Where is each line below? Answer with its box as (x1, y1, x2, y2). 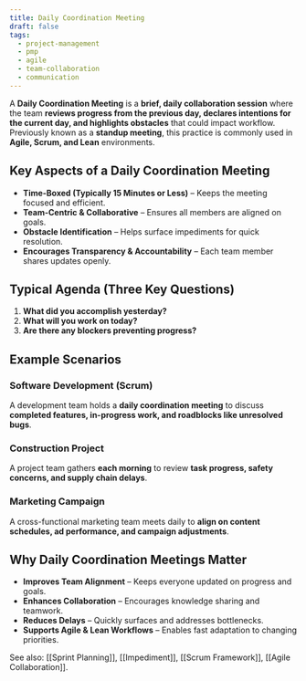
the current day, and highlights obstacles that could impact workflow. (9, 117, 276, 128)
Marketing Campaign (9, 495, 105, 508)
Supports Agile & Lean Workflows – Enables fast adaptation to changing (22, 624, 298, 635)
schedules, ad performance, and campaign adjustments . (9, 526, 230, 537)
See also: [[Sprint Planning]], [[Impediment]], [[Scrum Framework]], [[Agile (9, 652, 290, 663)
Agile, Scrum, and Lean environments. (9, 136, 155, 147)
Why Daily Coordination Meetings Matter (9, 552, 248, 568)
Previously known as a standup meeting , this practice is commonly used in (9, 127, 293, 138)
